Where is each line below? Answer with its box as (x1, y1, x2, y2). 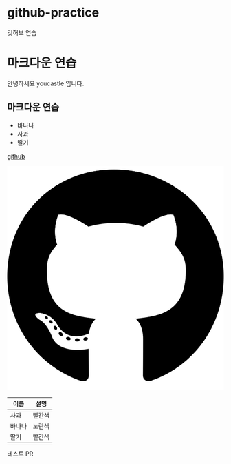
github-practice (7, 5, 100, 21)
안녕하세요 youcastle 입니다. (7, 79, 85, 88)
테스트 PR (7, 450, 34, 458)
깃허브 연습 (7, 28, 37, 37)
